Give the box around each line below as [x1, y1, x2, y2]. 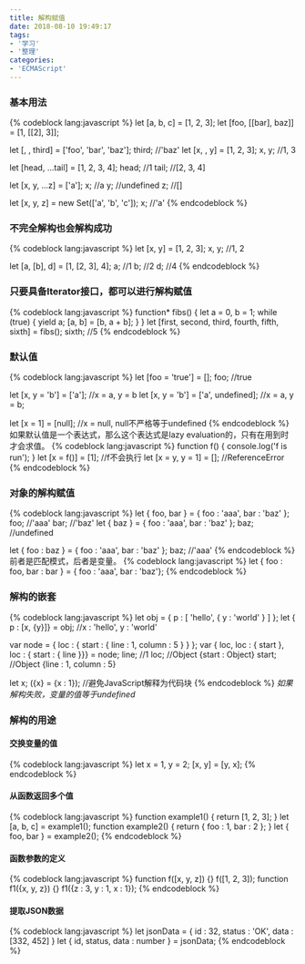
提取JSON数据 [9, 905, 64, 916]
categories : [9, 56, 55, 65]
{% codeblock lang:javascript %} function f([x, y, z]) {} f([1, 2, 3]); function [9, 874, 289, 885]
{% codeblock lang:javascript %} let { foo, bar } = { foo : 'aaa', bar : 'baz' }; [9, 508, 290, 519]
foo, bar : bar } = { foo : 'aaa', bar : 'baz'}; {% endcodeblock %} [9, 566, 248, 577]
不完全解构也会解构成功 [9, 222, 112, 235]
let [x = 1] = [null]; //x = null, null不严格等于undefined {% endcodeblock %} [9, 418, 290, 429]
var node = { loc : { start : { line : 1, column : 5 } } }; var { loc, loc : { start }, [9, 639, 285, 650]
